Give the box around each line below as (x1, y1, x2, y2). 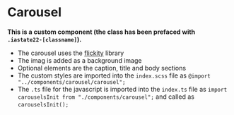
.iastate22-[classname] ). (7, 35, 82, 43)
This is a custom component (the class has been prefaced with (7, 28, 196, 36)
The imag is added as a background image (17, 56, 142, 64)
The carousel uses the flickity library (17, 49, 124, 57)
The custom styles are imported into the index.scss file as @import (17, 71, 211, 80)
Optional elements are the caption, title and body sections (17, 63, 186, 72)
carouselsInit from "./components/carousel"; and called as (17, 92, 194, 101)
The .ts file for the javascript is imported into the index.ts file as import (17, 85, 228, 93)
